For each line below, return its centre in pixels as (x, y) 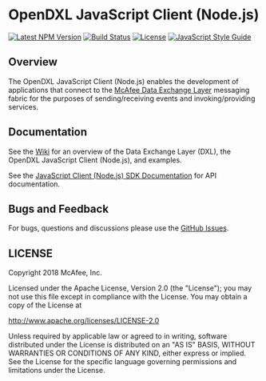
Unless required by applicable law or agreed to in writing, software (118, 336)
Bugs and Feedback (59, 209)
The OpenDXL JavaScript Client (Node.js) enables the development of (124, 81)
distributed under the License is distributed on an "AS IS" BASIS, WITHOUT (132, 345)
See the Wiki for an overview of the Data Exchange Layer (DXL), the (120, 151)
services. (23, 106)
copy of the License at (45, 305)
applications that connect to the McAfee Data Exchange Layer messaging (129, 90)
